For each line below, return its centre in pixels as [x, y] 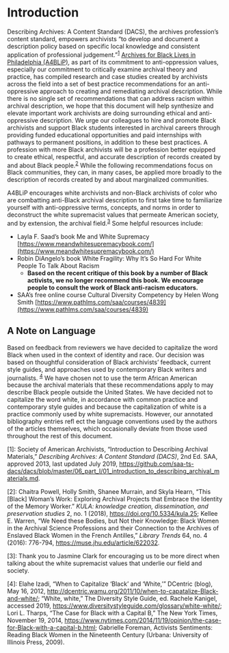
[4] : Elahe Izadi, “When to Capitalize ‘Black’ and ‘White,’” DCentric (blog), [110, 584]
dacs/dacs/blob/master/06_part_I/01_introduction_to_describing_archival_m [113, 471]
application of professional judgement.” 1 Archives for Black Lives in [102, 54]
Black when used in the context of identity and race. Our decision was [106, 355]
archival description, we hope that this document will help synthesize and [110, 106]
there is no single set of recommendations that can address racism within [110, 98]
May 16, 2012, [26, 591]
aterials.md [23, 479]
